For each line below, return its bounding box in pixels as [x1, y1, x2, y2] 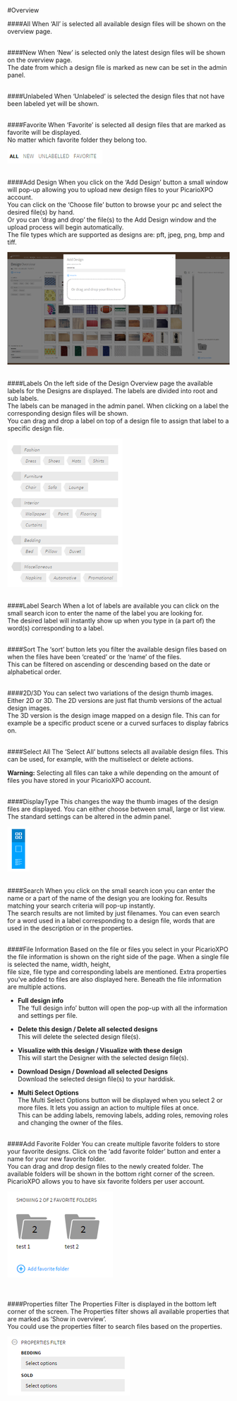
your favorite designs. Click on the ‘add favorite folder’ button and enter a [7, 1147, 221, 1155]
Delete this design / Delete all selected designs [17, 1025, 158, 1033]
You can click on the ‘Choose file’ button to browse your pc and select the [7, 200, 222, 209]
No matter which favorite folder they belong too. [7, 136, 147, 144]
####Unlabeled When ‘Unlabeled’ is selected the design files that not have [7, 92, 225, 100]
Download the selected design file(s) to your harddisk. [17, 1074, 176, 1083]
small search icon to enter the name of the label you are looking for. [7, 608, 204, 617]
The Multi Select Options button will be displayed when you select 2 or [17, 1095, 224, 1104]
